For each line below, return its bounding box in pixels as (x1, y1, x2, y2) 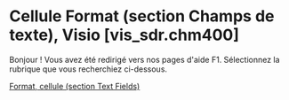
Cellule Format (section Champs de (9, 6, 275, 27)
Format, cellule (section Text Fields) (9, 81, 140, 91)
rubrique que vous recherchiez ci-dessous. (9, 64, 167, 74)
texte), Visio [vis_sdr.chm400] (9, 25, 240, 45)
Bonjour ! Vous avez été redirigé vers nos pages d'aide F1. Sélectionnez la (9, 54, 280, 65)
